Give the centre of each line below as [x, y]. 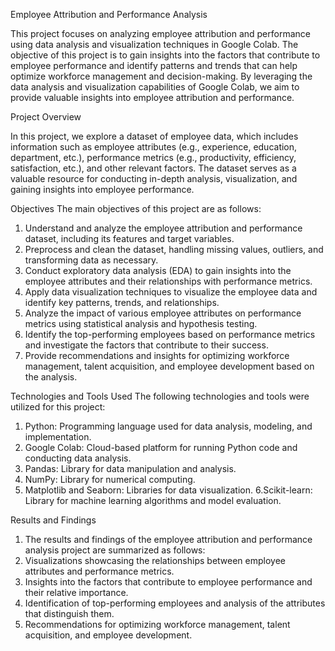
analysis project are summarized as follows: [115, 550]
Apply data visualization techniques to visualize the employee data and [171, 292]
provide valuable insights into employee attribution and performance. [152, 97]
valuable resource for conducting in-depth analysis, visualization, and [154, 178]
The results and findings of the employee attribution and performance [168, 539]
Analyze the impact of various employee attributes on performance [163, 313]
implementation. [58, 437]
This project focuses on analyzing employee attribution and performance [160, 33]
